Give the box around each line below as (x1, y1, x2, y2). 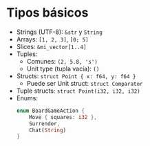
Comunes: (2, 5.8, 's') (26, 57, 98, 65)
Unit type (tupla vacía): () (26, 64, 100, 73)
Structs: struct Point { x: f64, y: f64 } (16, 71, 136, 80)
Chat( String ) (29, 127, 67, 134)
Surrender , (29, 120, 61, 127)
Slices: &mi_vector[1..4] (16, 42, 87, 51)
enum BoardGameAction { (16, 107, 85, 114)
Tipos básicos (6, 5, 89, 21)
